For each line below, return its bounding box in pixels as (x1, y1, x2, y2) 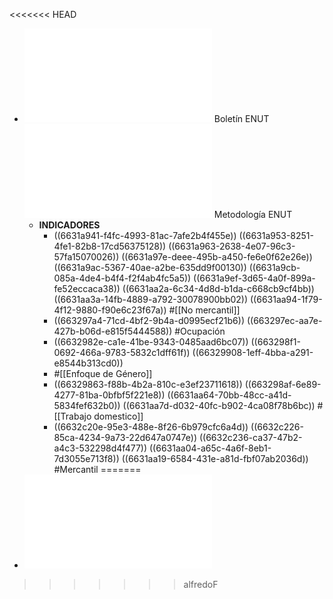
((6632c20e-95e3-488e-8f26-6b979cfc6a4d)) (53, 421, 249, 433)
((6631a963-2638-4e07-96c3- (168, 240, 296, 252)
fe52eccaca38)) (53, 283, 121, 294)
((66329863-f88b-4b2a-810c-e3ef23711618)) (53, 379, 243, 390)
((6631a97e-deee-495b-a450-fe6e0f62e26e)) (121, 251, 313, 263)
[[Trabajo (53, 410, 92, 422)
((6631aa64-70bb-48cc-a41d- (167, 389, 292, 401)
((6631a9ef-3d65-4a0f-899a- (193, 272, 316, 284)
